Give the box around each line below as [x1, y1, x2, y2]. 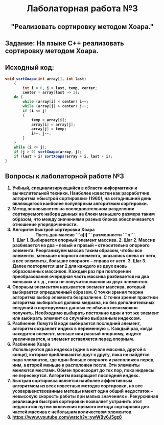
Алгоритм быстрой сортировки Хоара [12, 226, 95, 233]
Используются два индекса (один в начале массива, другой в [12, 347, 146, 352]
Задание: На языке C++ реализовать [5, 39, 124, 47]
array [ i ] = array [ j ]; [31, 122, 76, 127]
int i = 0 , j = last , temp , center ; [23, 85, 97, 91]
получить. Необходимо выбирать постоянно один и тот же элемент [12, 310, 159, 316]
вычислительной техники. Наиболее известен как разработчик [12, 190, 150, 196]
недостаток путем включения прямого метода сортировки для [12, 404, 149, 410]
